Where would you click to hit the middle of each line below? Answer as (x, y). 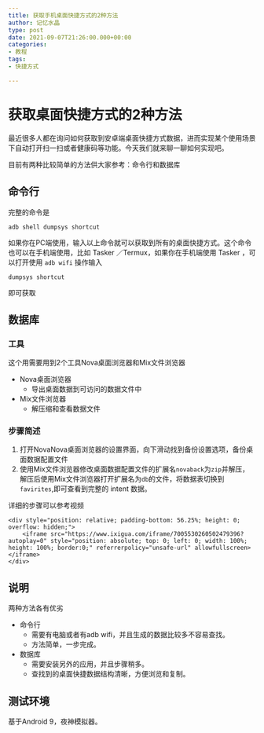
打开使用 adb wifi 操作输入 (59, 262)
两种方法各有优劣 (36, 608)
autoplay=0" (27, 541)
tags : (17, 60)
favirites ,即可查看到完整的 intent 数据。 (85, 489)
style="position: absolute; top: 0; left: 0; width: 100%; (148, 541)
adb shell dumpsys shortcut (54, 227)
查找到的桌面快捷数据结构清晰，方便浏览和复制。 (110, 674)
